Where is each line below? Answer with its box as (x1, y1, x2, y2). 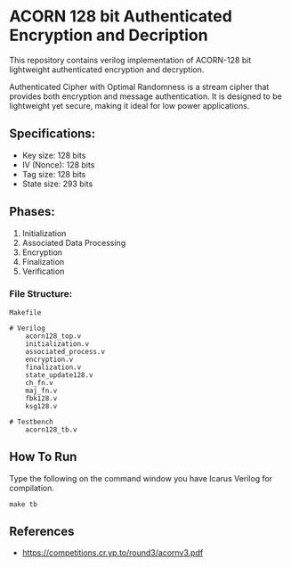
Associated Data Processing (21, 237, 126, 248)
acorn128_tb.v (25, 425, 77, 434)
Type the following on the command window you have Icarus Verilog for (9, 472, 273, 483)
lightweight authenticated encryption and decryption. (9, 64, 205, 75)
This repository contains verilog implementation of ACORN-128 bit (9, 54, 252, 65)
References (9, 524, 75, 539)
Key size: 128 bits (21, 150, 86, 160)
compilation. (9, 482, 55, 493)
